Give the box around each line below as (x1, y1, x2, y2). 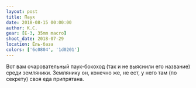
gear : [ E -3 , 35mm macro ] (6, 31, 67, 36)
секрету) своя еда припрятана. (6, 75, 84, 82)
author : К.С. (6, 25, 38, 31)
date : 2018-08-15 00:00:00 (6, 19, 72, 25)
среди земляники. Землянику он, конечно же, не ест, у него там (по (6, 69, 177, 76)
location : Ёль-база (6, 42, 54, 48)
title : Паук (6, 14, 35, 20)
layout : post (6, 8, 38, 15)
